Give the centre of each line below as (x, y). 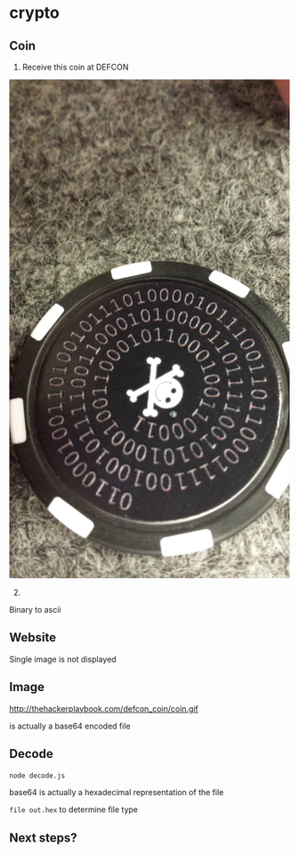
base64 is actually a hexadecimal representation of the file (117, 793)
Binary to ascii (35, 610)
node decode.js (37, 776)
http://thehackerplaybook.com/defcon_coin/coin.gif (104, 708)
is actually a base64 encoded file (70, 726)
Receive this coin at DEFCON (75, 67)
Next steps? (43, 838)
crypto (34, 13)
